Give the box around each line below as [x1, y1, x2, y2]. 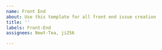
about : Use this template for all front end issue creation [6, 14, 157, 20]
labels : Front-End [6, 24, 51, 31]
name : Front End [6, 8, 46, 15]
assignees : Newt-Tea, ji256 [6, 30, 75, 36]
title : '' [6, 19, 31, 25]
